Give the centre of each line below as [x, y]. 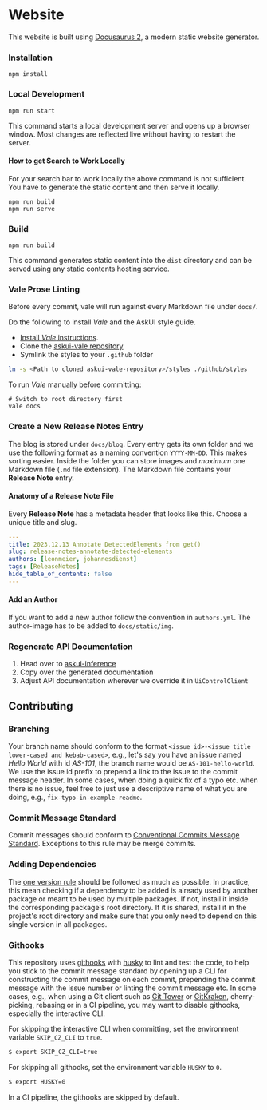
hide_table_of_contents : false [60, 574]
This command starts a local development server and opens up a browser [130, 125]
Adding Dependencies [53, 865]
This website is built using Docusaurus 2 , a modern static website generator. [134, 37]
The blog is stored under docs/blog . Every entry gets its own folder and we [131, 444]
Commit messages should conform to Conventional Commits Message [124, 835]
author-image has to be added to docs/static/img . [91, 626]
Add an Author [33, 599]
